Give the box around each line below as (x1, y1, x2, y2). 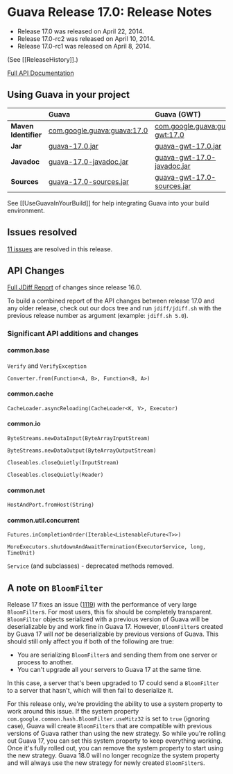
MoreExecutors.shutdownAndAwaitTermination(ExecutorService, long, (7, 544, 207, 550)
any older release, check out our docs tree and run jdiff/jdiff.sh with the (7, 304, 222, 312)
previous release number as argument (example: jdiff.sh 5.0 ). (7, 312, 189, 320)
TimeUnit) (7, 550, 36, 557)
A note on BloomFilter (7, 582, 103, 594)
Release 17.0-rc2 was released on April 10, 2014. (17, 34, 155, 42)
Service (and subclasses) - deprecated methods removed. (7, 562, 175, 570)
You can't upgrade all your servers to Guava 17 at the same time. (17, 666, 202, 674)
